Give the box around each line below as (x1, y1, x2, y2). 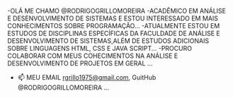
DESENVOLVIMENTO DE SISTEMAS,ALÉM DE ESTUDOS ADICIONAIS (7, 37, 210, 45)
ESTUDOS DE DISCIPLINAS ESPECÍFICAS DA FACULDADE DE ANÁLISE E (7, 29, 221, 37)
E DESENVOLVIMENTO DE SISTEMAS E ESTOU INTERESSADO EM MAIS (7, 14, 218, 23)
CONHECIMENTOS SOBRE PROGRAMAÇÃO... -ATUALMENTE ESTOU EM (7, 22, 220, 30)
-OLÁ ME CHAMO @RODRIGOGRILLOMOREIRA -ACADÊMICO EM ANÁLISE (7, 7, 227, 15)
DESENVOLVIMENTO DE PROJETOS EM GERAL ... (7, 59, 153, 67)
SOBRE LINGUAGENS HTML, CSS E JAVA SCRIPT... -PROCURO (7, 44, 193, 52)
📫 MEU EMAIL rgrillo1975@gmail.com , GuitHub (17, 73, 157, 81)
